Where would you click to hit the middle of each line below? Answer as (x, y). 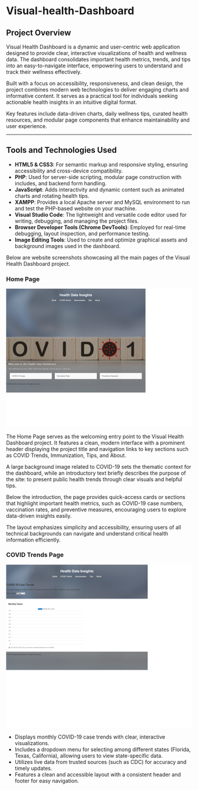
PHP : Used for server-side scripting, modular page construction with (98, 177)
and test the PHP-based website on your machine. (76, 208)
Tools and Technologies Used (61, 150)
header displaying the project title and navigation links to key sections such (97, 449)
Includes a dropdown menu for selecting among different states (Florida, (103, 749)
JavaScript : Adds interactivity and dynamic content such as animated (99, 190)
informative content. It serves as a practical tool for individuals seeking (92, 96)
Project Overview (39, 33)
